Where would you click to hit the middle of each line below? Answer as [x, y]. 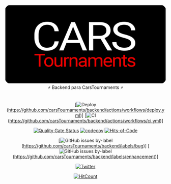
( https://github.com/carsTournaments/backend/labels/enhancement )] [85, 157]
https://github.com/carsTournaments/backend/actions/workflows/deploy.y [86, 110]
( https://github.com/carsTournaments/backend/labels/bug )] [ [85, 146]
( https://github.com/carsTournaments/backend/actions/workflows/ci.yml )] [85, 121]
